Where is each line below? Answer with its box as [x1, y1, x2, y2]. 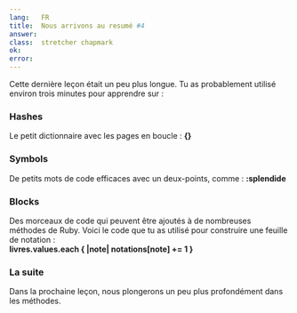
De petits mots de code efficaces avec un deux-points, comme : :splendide [9, 173, 286, 183]
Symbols [9, 153, 49, 165]
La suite [9, 266, 44, 278]
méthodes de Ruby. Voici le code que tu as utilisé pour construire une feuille [9, 224, 288, 236]
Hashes [9, 110, 43, 123]
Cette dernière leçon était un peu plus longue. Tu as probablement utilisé [9, 79, 277, 89]
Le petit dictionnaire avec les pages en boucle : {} [9, 131, 192, 141]
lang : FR [9, 12, 50, 22]
